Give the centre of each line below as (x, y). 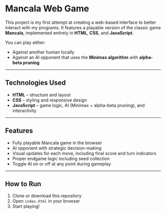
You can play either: (25, 42)
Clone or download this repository (47, 196)
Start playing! (26, 207)
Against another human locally (43, 52)
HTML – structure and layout (41, 95)
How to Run (23, 184)
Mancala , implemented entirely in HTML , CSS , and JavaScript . (69, 33)
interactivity (24, 110)
